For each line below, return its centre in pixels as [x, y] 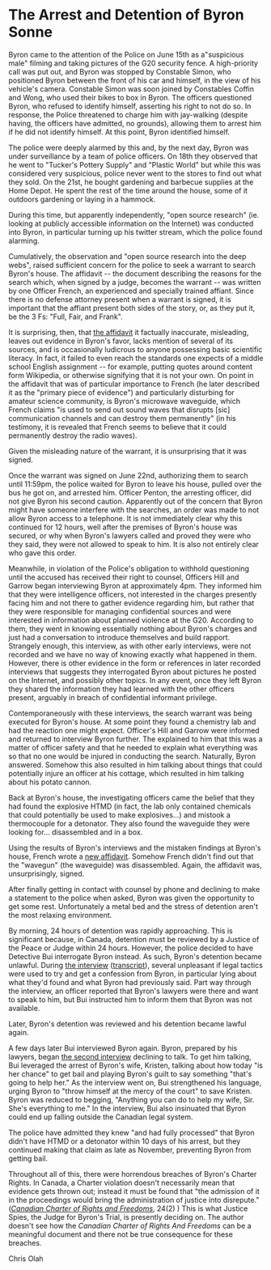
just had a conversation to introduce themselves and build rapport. [119, 637]
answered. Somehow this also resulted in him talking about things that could [135, 765]
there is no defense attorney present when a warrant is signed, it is [120, 299]
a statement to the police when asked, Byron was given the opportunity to [131, 898]
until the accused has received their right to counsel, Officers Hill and [124, 577]
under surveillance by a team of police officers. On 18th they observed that [133, 156]
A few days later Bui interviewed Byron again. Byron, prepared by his [123, 1048]
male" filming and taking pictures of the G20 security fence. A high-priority [133, 63]
